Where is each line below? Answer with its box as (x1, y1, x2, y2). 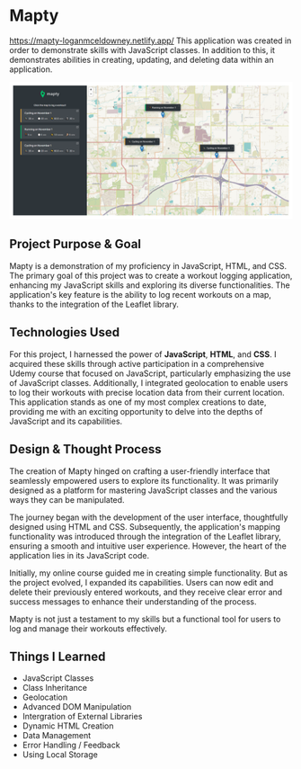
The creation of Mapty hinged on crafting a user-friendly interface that (9, 465, 270, 477)
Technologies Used (9, 325, 120, 340)
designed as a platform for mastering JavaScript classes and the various (9, 485, 278, 496)
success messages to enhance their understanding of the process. (9, 595, 257, 607)
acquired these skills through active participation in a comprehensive (9, 358, 265, 369)
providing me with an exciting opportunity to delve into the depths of (9, 406, 263, 416)
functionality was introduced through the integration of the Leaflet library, (9, 531, 281, 541)
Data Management (22, 730, 92, 741)
